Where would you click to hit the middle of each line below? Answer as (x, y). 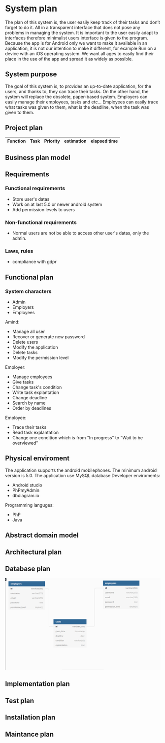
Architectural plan (33, 552)
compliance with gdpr (34, 262)
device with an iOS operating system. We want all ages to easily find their (80, 53)
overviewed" (25, 443)
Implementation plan (37, 684)
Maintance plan (30, 734)
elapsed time (104, 141)
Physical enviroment (37, 458)
